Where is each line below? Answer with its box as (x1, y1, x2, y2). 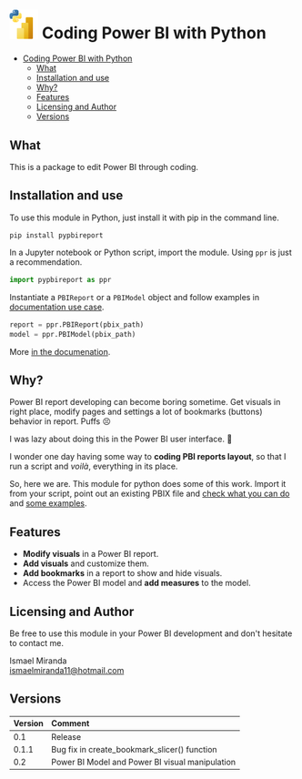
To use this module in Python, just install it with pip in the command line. (9, 212, 279, 223)
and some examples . (9, 498, 87, 509)
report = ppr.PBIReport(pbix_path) (9, 319, 145, 329)
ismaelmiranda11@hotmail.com (9, 664, 125, 675)
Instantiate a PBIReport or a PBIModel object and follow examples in (9, 291, 260, 302)
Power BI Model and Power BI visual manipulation (51, 756, 237, 768)
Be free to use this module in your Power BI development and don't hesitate (9, 628, 293, 639)
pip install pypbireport (9, 230, 104, 240)
